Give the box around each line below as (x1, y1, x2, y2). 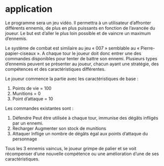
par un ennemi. (12, 120, 44, 126)
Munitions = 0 (12, 90, 41, 96)
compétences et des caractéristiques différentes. (5, 66, 106, 72)
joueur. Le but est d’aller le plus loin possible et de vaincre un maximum (5, 30, 151, 36)
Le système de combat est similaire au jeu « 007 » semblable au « (5, 45, 140, 51)
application (5, 3, 53, 15)
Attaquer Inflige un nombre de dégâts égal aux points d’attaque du (12, 130, 148, 136)
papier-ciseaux (5, 50, 36, 56)
